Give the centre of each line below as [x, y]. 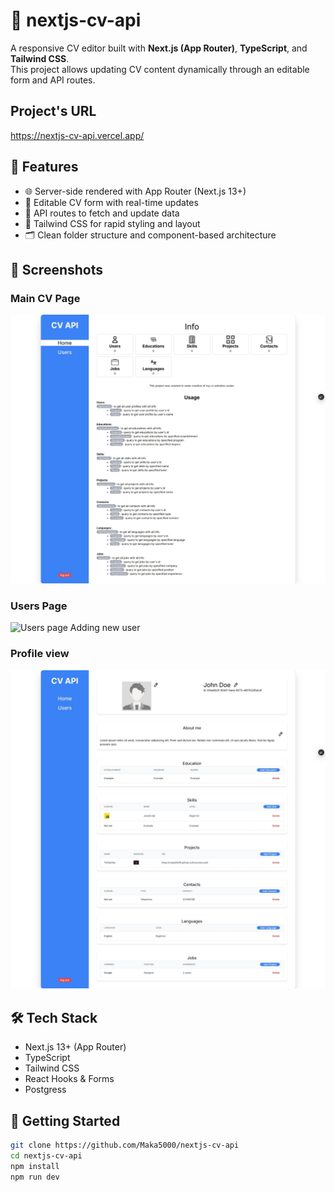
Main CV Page [45, 298]
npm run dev [35, 1177]
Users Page [39, 606]
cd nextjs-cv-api [46, 1155]
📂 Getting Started [65, 1120]
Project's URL [53, 111]
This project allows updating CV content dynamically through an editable [160, 69]
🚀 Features [44, 167]
